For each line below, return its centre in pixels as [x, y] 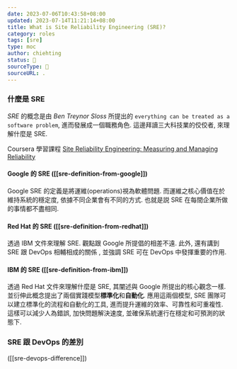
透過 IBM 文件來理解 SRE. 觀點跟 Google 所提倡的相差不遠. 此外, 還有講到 [113, 243]
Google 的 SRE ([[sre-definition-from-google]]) [77, 174]
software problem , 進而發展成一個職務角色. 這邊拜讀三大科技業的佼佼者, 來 [116, 125]
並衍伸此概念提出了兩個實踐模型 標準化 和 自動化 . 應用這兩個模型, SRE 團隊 [114, 295]
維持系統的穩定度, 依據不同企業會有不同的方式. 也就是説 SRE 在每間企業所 [115, 200]
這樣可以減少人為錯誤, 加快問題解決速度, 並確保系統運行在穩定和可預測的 [113, 313]
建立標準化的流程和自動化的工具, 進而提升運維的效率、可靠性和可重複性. [118, 305]
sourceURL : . [27, 73]
